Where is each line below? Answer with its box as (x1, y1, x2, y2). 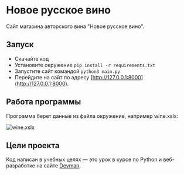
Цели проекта (6, 141, 60, 150)
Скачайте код (14, 55, 49, 62)
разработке (6, 162, 35, 169)
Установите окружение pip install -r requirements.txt (14, 61, 155, 68)
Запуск (6, 40, 34, 50)
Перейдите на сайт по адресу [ (14, 73, 93, 80)
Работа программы (6, 97, 81, 107)
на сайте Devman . (36, 162, 81, 169)
